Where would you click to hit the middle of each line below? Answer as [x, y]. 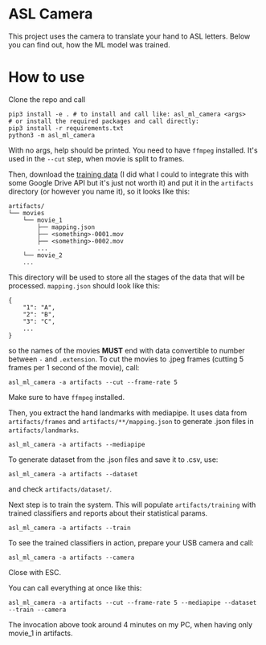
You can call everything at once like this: [75, 588]
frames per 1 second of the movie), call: [74, 367]
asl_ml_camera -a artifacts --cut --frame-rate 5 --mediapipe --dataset [133, 602]
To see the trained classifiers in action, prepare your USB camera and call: [131, 542]
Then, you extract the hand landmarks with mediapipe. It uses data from [128, 412]
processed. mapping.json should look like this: [84, 285]
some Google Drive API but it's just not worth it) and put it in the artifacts [131, 182]
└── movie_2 [43, 255]
